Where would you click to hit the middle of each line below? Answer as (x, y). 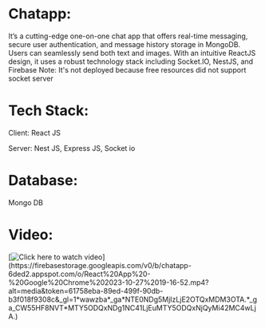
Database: (43, 181)
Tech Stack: (49, 111)
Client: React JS (35, 132)
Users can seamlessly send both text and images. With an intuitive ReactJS (132, 53)
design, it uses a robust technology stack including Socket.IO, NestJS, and (131, 61)
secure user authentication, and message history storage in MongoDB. (125, 44)
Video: (31, 235)
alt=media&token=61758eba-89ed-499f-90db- (86, 290)
